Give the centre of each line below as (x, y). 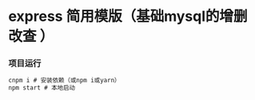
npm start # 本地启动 (42, 88)
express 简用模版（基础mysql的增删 (128, 16)
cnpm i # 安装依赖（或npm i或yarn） (64, 81)
